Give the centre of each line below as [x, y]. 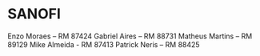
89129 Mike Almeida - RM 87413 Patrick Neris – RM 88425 [104, 44]
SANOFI [34, 14]
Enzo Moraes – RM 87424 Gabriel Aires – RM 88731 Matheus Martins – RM [130, 36]
